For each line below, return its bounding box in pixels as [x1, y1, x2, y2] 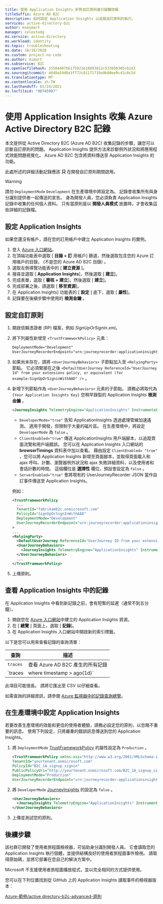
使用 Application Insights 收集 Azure [5, 111, 153, 122]
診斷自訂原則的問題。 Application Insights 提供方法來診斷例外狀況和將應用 [5, 147, 153, 152]
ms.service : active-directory [5, 35, 66, 39]
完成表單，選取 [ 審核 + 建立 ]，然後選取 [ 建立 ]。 [12, 277, 109, 283]
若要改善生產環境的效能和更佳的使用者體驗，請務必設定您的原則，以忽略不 [5, 722, 154, 728]
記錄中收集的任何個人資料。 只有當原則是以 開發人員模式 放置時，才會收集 [5, 201, 153, 207]
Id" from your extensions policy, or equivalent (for [12, 370, 123, 375]
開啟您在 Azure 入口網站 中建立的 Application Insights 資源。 [12, 616, 132, 622]
